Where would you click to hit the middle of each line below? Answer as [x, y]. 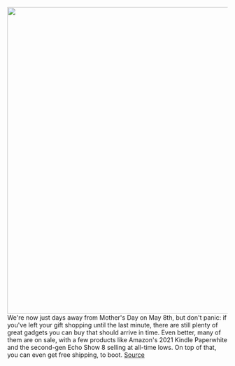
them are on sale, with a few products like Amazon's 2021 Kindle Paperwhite [117, 340]
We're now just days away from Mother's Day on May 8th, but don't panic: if [117, 318]
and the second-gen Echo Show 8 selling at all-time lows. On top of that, [112, 347]
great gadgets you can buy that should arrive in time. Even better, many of [114, 332]
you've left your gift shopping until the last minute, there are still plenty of [113, 325]
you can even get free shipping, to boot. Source [76, 355]
